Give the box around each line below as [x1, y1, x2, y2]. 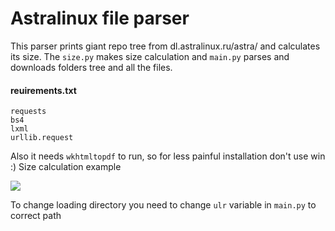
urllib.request [10, 133, 74, 143]
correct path [10, 210, 62, 222]
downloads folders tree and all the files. [10, 61, 173, 73]
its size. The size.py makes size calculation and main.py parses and [10, 50, 290, 62]
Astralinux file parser [10, 7, 190, 30]
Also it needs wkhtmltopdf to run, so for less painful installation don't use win [10, 150, 326, 162]
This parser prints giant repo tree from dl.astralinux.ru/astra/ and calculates [10, 40, 321, 52]
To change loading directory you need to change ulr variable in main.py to [10, 199, 317, 211]
